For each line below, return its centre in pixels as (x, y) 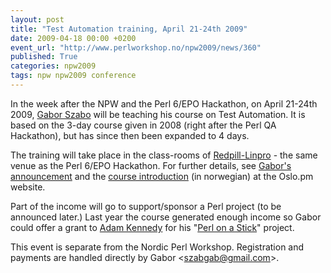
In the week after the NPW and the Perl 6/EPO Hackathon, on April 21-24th (164, 103)
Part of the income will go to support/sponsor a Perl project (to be (146, 206)
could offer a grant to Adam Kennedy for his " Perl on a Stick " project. (152, 227)
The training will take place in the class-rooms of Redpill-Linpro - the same (164, 155)
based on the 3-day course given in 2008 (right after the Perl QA (143, 125)
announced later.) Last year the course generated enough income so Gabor (166, 217)
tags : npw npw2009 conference (73, 76)
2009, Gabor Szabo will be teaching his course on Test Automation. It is (158, 114)
